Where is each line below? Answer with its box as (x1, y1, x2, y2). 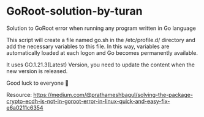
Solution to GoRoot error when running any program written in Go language (6, 24, 196, 32)
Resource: (6, 91, 32, 98)
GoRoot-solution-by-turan (6, 4, 143, 18)
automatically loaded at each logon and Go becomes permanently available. (6, 49, 198, 56)
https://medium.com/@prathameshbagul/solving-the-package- (33, 91, 193, 98)
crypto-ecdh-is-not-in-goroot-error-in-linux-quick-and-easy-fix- (6, 97, 170, 105)
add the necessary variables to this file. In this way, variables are (6, 43, 170, 50)
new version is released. (6, 67, 68, 74)
